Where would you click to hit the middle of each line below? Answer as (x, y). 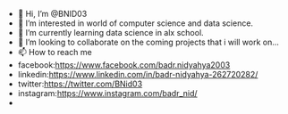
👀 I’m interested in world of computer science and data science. (135, 23)
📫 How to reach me (55, 52)
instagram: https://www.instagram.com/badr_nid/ (108, 93)
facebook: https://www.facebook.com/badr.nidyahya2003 (124, 65)
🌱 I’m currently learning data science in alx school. (110, 33)
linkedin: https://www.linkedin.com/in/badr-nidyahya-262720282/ (138, 74)
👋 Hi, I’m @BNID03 (52, 14)
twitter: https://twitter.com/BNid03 (80, 84)
